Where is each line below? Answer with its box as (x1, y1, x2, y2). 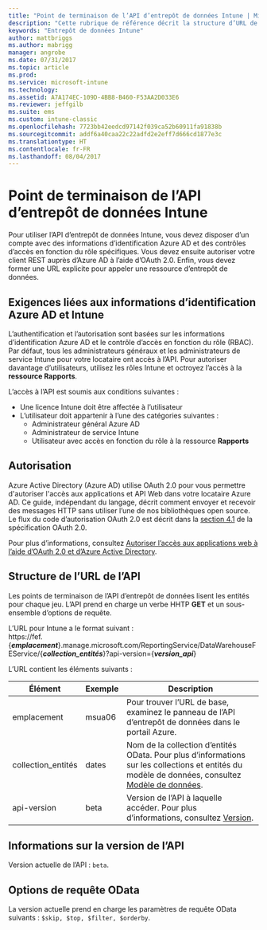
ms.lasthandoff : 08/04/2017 (8, 152, 102, 160)
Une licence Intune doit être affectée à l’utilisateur (19, 402, 183, 411)
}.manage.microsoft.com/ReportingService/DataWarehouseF (57, 640, 257, 649)
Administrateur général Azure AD (31, 419, 141, 429)
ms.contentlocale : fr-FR (8, 145, 91, 153)
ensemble (8, 607, 41, 618)
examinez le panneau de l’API (126, 706, 236, 717)
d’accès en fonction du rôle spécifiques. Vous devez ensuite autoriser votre (8, 247, 256, 257)
